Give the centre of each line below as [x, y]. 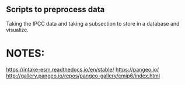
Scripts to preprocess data [55, 10]
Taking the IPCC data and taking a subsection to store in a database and [93, 23]
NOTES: [25, 53]
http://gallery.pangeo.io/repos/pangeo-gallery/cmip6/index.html [83, 76]
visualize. [18, 30]
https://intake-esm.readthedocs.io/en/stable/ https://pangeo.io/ [83, 69]
